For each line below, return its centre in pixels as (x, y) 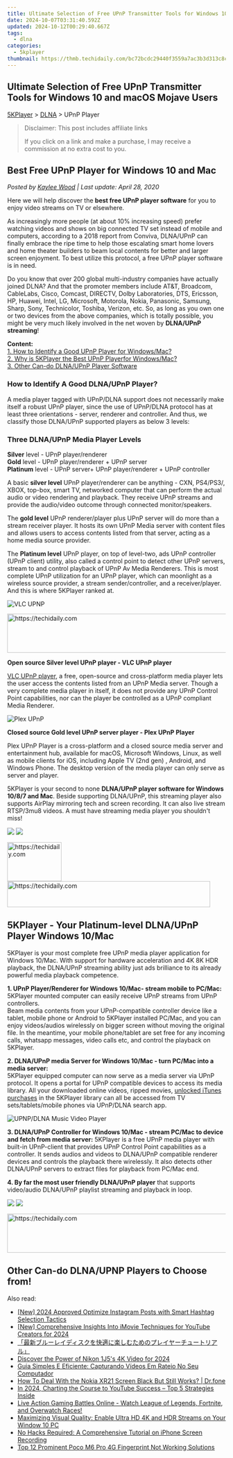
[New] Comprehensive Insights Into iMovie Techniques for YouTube (113, 1326)
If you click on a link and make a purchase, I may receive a (107, 141)
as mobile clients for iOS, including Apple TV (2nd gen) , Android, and (106, 760)
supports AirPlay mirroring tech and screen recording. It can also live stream (116, 803)
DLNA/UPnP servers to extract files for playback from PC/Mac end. (103, 1169)
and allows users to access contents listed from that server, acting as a (109, 533)
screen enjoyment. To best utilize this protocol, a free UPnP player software (115, 258)
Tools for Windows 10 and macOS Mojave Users (113, 98)
